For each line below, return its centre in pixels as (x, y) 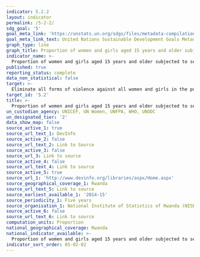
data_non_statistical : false (42, 78)
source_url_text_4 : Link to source (50, 167)
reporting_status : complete (41, 73)
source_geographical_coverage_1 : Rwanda (57, 184)
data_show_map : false (33, 123)
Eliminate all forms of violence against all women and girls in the (99, 89)
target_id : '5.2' (28, 95)
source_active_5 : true (34, 173)
